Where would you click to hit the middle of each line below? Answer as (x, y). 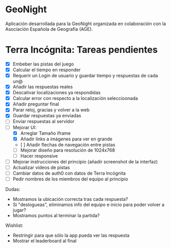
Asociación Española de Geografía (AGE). (49, 29)
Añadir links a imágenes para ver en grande (66, 139)
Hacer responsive (39, 156)
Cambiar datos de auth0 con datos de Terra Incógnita (69, 173)
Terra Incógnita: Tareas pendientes (81, 50)
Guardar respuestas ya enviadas (47, 116)
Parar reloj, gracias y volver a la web (51, 110)
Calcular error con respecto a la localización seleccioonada (75, 98)
